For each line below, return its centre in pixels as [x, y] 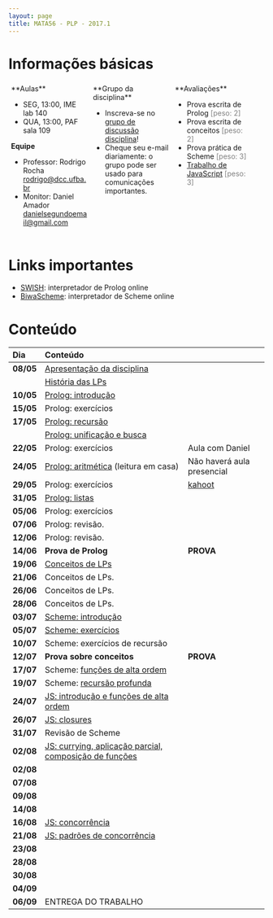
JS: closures [68, 719]
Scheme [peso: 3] [217, 156]
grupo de [120, 122]
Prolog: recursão [76, 422]
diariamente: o [129, 156]
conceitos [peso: [215, 130]
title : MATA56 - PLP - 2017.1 [60, 24]
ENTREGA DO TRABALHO [94, 902]
